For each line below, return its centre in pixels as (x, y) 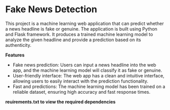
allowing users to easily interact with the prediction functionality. (80, 81)
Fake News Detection (51, 9)
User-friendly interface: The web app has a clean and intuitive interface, (89, 75)
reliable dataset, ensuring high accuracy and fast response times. (81, 92)
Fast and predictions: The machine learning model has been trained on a (89, 86)
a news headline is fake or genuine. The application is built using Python (81, 29)
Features (15, 55)
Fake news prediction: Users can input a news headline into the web (84, 65)
